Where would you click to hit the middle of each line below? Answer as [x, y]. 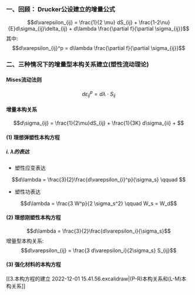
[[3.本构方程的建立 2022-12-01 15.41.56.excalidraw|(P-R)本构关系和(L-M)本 [96, 279]
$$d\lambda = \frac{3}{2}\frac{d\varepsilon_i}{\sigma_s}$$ [99, 231]
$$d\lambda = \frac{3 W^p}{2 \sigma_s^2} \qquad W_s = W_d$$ [99, 203]
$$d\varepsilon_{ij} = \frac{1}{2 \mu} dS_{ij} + [83, 22]
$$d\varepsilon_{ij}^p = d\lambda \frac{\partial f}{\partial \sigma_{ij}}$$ [99, 48]
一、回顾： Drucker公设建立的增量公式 [61, 9]
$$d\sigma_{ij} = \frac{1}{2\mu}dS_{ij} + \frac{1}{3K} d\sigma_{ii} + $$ [99, 123]
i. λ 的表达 [18, 152]
